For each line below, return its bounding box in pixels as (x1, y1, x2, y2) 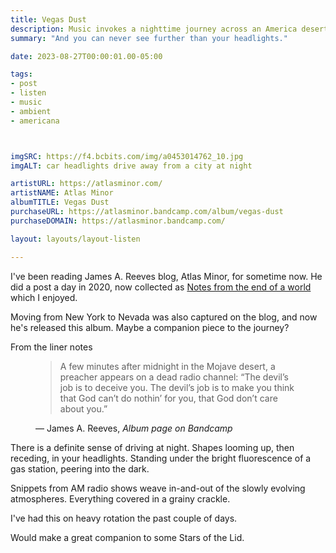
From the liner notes (10, 341, 93, 353)
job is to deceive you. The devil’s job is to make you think (59, 381, 295, 393)
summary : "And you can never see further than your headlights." (10, 33, 288, 43)
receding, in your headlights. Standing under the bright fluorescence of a (10, 452, 312, 464)
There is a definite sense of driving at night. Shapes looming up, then (10, 441, 295, 453)
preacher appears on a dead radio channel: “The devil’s (59, 371, 289, 383)
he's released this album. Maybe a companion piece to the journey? (10, 321, 290, 333)
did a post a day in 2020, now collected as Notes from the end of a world (10, 281, 312, 293)
